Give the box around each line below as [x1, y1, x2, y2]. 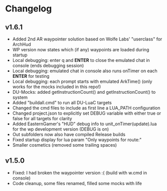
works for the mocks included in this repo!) [12, 84, 101, 90]
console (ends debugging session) [12, 63, 84, 68]
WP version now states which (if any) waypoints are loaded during [12, 47, 149, 52]
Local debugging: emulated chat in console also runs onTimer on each [12, 68, 157, 74]
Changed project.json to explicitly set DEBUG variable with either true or [12, 110, 161, 116]
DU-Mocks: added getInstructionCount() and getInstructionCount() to [12, 89, 156, 95]
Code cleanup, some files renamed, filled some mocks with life [12, 180, 142, 186]
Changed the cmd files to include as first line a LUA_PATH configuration [12, 105, 160, 111]
